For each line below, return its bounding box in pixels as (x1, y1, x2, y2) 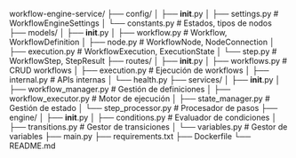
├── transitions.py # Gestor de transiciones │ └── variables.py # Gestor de (9, 122, 288, 132)
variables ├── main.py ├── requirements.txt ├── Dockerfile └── (9, 131, 252, 141)
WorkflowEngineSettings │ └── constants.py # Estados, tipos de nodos (9, 18, 273, 28)
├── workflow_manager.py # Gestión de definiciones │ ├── (9, 84, 231, 94)
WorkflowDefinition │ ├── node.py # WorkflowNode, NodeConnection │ (9, 36, 276, 47)
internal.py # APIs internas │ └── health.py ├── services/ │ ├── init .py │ (9, 75, 281, 84)
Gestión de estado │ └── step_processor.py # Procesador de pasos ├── (9, 103, 278, 113)
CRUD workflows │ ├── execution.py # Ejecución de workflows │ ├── (9, 65, 269, 75)
